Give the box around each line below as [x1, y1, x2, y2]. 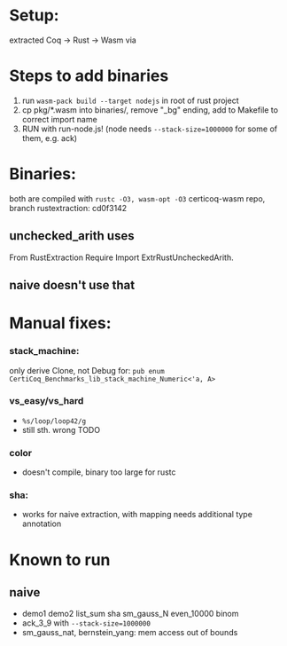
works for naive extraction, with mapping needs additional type [21, 509, 252, 520]
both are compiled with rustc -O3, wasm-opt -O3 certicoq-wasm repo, [9, 193, 266, 204]
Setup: [9, 5, 59, 26]
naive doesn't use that [9, 278, 136, 293]
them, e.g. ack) [21, 132, 78, 143]
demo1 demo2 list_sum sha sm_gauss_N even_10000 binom [21, 609, 239, 619]
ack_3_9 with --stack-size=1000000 [21, 618, 151, 628]
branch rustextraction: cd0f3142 [9, 202, 128, 213]
